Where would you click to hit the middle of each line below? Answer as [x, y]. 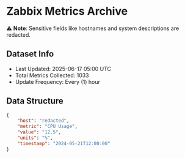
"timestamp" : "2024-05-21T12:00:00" [64, 143]
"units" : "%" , [35, 138]
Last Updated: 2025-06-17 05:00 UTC [63, 69]
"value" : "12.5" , [39, 132]
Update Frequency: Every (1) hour [58, 81]
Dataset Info [30, 54]
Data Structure [35, 101]
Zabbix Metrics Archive [67, 11]
